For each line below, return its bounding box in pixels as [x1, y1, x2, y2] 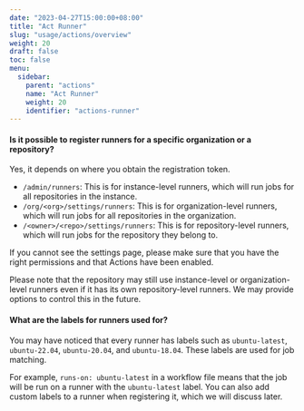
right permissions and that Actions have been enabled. [9, 257, 214, 268]
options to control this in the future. [9, 294, 142, 305]
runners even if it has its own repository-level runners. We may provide [28, 284, 294, 295]
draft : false [9, 47, 59, 56]
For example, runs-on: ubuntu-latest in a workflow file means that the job [9, 371, 288, 382]
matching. [9, 354, 47, 365]
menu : [9, 64, 30, 73]
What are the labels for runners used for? [9, 315, 168, 326]
